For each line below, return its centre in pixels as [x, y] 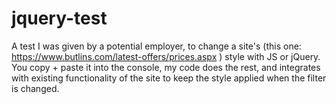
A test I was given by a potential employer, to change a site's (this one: [156, 46]
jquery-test [59, 18]
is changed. [35, 88]
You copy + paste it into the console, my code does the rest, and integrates [166, 67]
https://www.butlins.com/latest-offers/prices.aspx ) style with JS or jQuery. [166, 56]
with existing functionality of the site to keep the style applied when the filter [169, 78]
